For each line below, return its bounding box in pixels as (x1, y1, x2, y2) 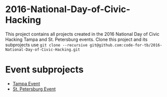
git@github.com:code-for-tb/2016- (89, 42, 162, 47)
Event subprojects (5, 64, 84, 75)
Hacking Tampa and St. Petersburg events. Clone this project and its (5, 36, 148, 42)
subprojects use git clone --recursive (5, 41, 88, 47)
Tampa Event (12, 80, 40, 86)
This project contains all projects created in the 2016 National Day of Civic (5, 31, 159, 37)
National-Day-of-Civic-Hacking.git (5, 47, 80, 52)
